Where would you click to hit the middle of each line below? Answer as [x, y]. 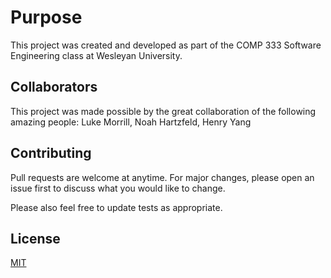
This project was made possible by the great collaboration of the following [163, 111]
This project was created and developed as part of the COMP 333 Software [166, 45]
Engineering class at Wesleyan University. [96, 55]
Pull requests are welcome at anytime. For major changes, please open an [162, 177]
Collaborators [54, 87]
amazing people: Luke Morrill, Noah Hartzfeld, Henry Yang [131, 122]
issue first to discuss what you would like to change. [118, 188]
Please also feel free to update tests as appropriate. [116, 207]
